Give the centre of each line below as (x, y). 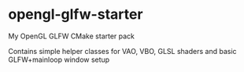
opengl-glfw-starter (76, 14)
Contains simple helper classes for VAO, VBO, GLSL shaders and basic (123, 51)
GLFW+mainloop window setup (59, 59)
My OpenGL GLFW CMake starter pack (72, 36)
